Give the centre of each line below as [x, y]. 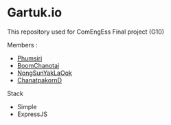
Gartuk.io [35, 13]
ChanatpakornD [39, 80]
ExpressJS [32, 114]
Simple [27, 106]
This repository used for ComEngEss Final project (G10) [86, 32]
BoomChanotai [38, 65]
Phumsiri [30, 58]
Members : [22, 45]
